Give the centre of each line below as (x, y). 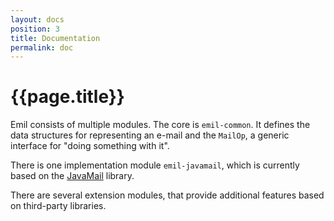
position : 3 (35, 29)
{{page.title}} (67, 97)
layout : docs (37, 19)
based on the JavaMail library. (72, 176)
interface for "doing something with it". (90, 146)
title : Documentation (55, 38)
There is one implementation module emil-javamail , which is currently (155, 165)
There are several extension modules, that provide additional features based (167, 195)
